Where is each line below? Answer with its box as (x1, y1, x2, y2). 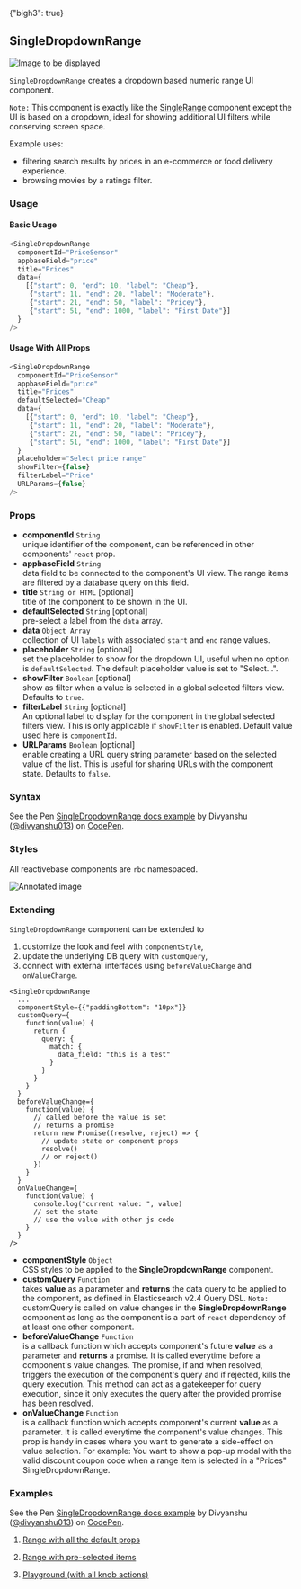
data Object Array (22, 625, 91, 636)
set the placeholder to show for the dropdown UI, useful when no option (22, 653, 290, 664)
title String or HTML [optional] (22, 587, 135, 598)
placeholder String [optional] (22, 644, 133, 655)
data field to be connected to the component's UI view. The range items (22, 568, 288, 579)
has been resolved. (22, 1398, 94, 1408)
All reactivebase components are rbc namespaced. (9, 863, 199, 874)
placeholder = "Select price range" (17, 454, 146, 464)
